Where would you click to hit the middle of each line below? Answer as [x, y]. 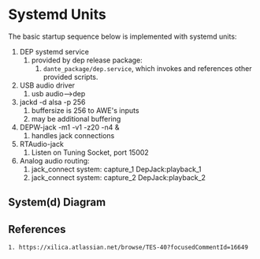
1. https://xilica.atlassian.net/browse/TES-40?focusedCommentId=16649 [128, 248]
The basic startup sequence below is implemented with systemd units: [123, 36]
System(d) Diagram [57, 203]
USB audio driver [47, 85]
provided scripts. [71, 77]
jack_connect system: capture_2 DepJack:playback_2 [119, 177]
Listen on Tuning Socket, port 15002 [90, 152]
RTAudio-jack [42, 144]
